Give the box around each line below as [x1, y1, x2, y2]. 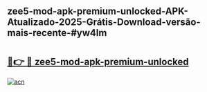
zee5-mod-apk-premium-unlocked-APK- [7, 6, 188, 17]
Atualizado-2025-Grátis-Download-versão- [7, 17, 201, 28]
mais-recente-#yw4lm [7, 27, 107, 39]
